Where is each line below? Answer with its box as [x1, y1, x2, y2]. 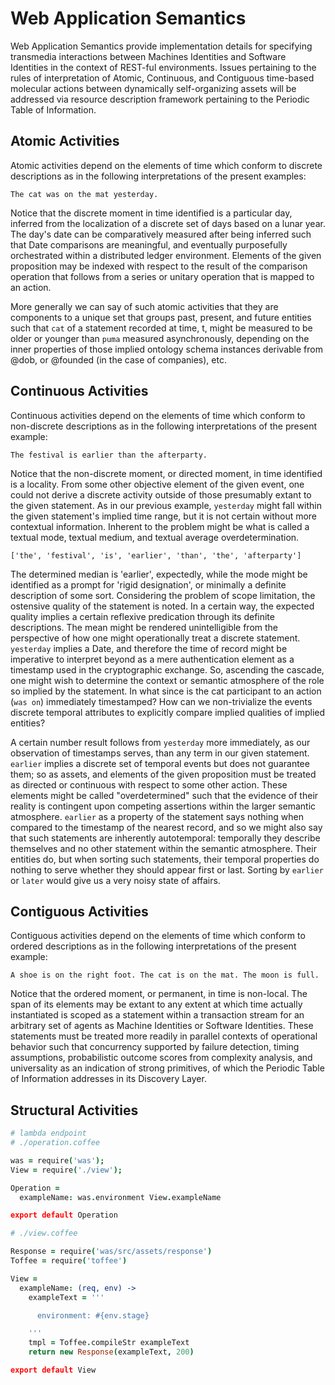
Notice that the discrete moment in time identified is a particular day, [10, 207, 293, 219]
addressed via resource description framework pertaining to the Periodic [10, 93, 310, 105]
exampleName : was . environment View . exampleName [19, 1192, 222, 1202]
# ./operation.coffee [10, 1138, 101, 1148]
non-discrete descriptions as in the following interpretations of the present [10, 420, 318, 432]
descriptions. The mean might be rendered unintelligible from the [10, 621, 279, 633]
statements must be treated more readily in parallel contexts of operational [10, 1030, 318, 1042]
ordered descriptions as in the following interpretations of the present [10, 940, 297, 952]
